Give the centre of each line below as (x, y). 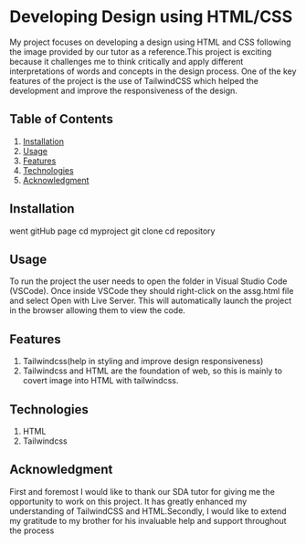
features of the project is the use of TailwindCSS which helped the (134, 80)
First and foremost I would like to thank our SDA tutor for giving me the (142, 491)
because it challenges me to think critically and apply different (127, 61)
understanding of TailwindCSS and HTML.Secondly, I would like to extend (148, 511)
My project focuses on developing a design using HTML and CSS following (150, 42)
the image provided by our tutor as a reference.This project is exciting (141, 51)
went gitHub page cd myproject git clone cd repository (112, 231)
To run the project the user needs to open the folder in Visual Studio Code (148, 281)
